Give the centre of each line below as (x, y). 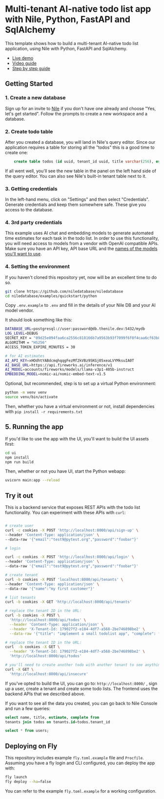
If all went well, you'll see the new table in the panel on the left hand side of (81, 171)
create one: (17, 152)
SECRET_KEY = (18, 338)
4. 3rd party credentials (34, 223)
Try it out (19, 495)
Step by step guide (31, 68)
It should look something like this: (39, 320)
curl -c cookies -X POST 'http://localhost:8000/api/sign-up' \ (72, 530)
